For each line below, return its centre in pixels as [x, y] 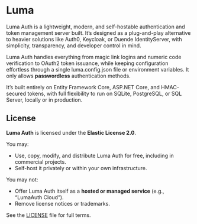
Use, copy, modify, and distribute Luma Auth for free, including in [94, 155]
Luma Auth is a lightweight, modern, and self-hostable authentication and [96, 27]
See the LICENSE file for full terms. [49, 215]
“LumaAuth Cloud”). [39, 197]
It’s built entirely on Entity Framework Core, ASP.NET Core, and [83, 87]
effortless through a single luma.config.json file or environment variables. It [98, 69]
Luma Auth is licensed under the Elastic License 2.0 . [71, 132]
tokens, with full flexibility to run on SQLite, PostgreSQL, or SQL [105, 93]
